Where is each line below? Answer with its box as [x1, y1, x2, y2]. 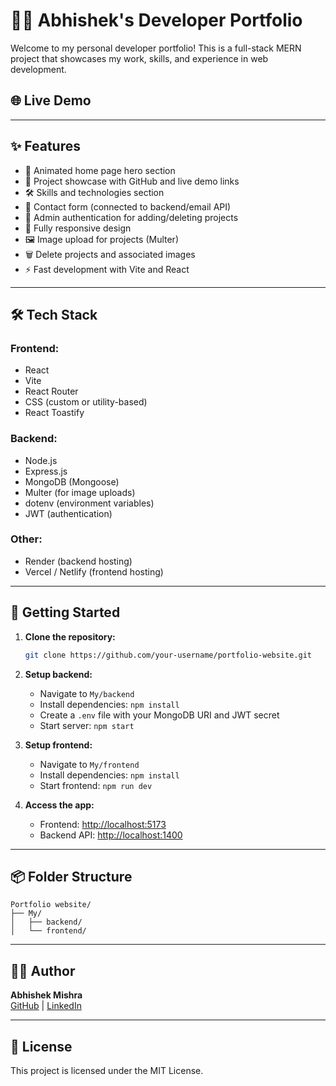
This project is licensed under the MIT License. [10, 1064, 204, 1076]
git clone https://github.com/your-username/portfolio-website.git [24, 650, 312, 660]
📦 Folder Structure [10, 868, 133, 885]
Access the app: [24, 799, 95, 811]
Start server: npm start [39, 719, 135, 731]
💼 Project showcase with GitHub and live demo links [24, 175, 240, 187]
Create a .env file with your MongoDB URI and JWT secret [39, 709, 280, 721]
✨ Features [10, 138, 81, 155]
